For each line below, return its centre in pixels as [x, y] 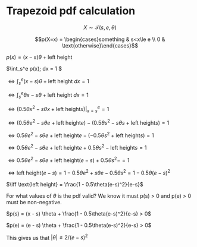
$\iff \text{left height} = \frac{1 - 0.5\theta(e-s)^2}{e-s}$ [75, 184]
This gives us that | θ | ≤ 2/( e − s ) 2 [47, 237]
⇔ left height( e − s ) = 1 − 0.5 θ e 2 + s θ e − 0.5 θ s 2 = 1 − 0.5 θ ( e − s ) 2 [89, 172]
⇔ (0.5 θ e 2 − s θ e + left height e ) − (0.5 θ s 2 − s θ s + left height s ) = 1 [89, 122]
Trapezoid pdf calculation [71, 11]
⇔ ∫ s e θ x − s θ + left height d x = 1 [49, 95]
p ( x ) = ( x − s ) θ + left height [39, 57]
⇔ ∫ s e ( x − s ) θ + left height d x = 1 [49, 81]
